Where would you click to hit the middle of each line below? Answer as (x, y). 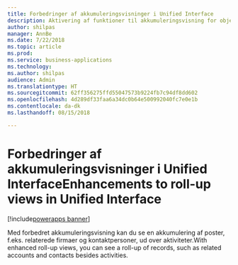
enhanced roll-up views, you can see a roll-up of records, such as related (114, 247)
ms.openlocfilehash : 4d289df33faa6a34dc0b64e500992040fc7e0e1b (103, 100)
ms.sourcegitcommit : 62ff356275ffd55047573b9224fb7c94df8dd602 (103, 93)
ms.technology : (30, 67)
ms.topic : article (34, 47)
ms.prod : (20, 54)
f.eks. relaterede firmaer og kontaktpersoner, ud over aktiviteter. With (107, 240)
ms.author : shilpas (36, 73)
